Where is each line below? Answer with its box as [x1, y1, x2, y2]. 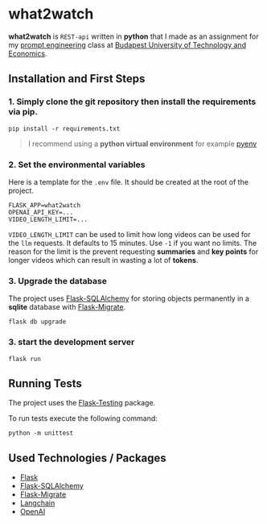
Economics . [8, 48, 47, 58]
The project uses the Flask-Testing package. [8, 398, 156, 408]
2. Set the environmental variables [8, 159, 146, 170]
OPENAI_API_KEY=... [8, 208, 74, 216]
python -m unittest [8, 429, 74, 438]
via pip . [8, 106, 39, 118]
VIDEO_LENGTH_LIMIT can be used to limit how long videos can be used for [8, 229, 251, 239]
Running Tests [8, 376, 82, 390]
